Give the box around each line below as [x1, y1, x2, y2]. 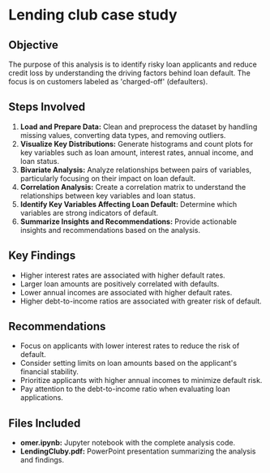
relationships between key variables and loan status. [19, 191, 196, 200]
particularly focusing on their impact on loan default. [19, 173, 196, 183]
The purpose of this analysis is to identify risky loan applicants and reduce [8, 59, 257, 69]
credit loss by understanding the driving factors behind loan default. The [8, 68, 251, 78]
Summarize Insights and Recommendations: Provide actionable [19, 217, 238, 226]
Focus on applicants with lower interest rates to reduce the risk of [19, 341, 240, 350]
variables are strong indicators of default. [19, 208, 159, 217]
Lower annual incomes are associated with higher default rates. [19, 287, 233, 297]
